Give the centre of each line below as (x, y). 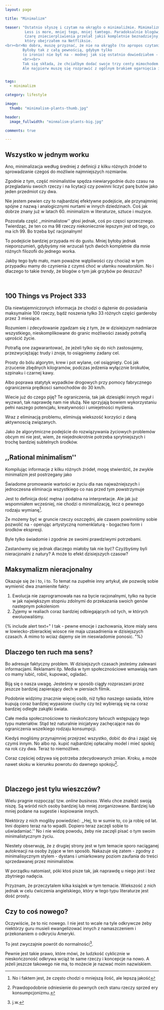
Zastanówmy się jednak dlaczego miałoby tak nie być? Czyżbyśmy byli (76, 549)
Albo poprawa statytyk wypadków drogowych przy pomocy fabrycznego (79, 382)
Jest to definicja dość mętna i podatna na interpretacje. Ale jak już (72, 498)
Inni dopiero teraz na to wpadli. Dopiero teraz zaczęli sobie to (67, 826)
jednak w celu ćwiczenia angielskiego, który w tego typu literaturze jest (77, 891)
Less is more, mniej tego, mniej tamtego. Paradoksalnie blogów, (92, 32)
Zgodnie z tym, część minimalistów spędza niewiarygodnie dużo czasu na (80, 181)
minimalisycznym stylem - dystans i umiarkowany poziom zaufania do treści (82, 856)
